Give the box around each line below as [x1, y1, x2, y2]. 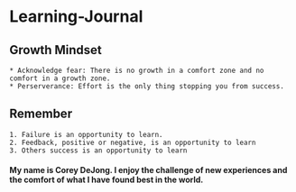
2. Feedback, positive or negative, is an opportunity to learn [9, 138, 256, 147]
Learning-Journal [9, 6, 143, 27]
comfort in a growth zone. [9, 74, 111, 83]
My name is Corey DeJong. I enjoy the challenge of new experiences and [9, 165, 288, 176]
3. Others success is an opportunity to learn [9, 146, 188, 155]
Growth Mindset [9, 42, 102, 58]
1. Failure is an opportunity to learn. [9, 130, 164, 139]
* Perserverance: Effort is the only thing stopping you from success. [9, 82, 284, 91]
